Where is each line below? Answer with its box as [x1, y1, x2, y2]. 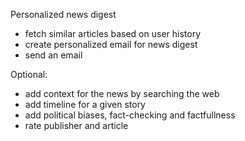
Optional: [10, 69, 48, 80]
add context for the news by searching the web [24, 88, 220, 99]
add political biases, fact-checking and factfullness [24, 109, 236, 121]
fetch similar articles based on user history [24, 28, 202, 39]
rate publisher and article [24, 120, 129, 131]
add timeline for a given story [24, 99, 146, 110]
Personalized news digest [10, 9, 117, 20]
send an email [24, 49, 83, 61]
